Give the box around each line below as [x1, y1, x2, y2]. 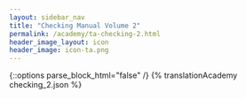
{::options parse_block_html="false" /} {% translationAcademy [9, 70, 238, 80]
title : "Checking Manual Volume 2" [9, 21, 141, 30]
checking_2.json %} [9, 80, 83, 90]
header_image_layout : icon [9, 37, 109, 47]
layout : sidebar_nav [9, 12, 86, 22]
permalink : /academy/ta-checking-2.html [9, 29, 162, 38]
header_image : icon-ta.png [9, 46, 109, 55]
